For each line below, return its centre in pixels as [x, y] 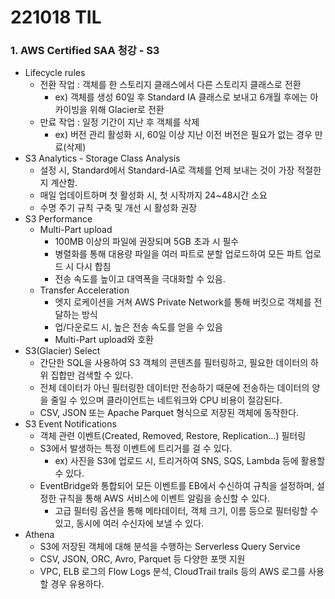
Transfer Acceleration [84, 290]
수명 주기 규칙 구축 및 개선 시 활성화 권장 [118, 208]
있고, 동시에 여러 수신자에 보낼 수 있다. [129, 523]
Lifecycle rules [55, 73]
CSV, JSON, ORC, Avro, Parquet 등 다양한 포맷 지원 [142, 559]
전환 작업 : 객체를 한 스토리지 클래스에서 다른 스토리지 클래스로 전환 [170, 85]
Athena [39, 535]
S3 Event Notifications [70, 424]
